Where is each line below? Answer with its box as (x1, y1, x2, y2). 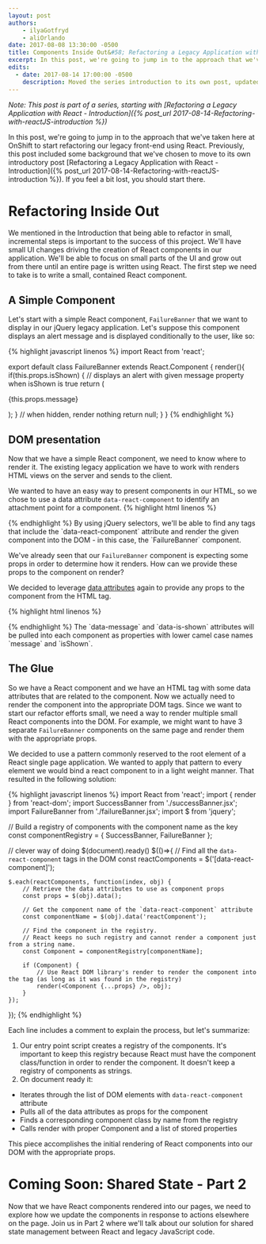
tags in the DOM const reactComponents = (63, 854, 203, 864)
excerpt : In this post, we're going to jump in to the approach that (8, 56, 243, 64)
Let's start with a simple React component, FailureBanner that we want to (8, 314, 248, 324)
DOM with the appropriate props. (8, 1147, 116, 1157)
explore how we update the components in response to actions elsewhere (8, 1210, 249, 1219)
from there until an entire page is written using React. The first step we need (8, 262, 257, 272)
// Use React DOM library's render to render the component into (36, 968, 257, 976)
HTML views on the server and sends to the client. (8, 471, 173, 480)
